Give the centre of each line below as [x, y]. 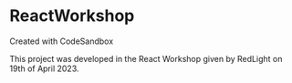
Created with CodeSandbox [62, 41]
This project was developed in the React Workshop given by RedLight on [146, 58]
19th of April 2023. [44, 68]
